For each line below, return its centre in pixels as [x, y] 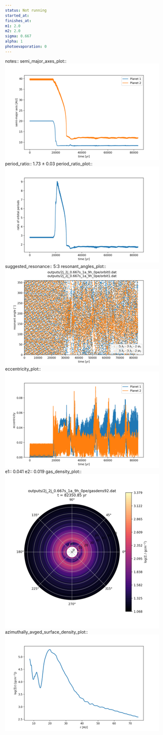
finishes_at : [18, 21]
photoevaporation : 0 [26, 47]
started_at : [17, 15]
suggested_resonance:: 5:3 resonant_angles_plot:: [56, 266]
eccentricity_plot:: [23, 369]
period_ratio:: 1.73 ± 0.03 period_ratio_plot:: [49, 164]
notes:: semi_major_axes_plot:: [36, 61]
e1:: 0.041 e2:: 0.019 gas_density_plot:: [43, 471]
